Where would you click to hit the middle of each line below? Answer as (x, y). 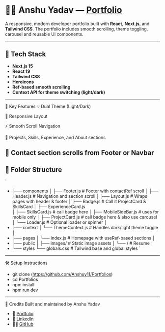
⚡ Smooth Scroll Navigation (33, 126)
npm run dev (25, 290)
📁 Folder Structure (34, 169)
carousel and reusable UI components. (44, 34)
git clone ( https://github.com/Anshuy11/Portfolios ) (62, 274)
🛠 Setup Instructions (26, 263)
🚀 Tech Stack (26, 54)
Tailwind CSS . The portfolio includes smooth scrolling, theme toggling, (77, 29)
